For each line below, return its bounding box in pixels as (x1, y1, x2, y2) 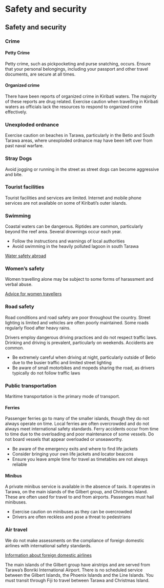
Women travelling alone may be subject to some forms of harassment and (5, 276, 154, 282)
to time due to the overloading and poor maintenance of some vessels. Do (5, 431, 154, 437)
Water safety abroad (5, 253, 46, 259)
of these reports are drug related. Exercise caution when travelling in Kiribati (5, 98, 159, 104)
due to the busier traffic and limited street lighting (12, 359, 112, 365)
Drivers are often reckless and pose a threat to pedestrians (12, 514, 131, 520)
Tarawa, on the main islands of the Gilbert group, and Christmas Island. (5, 489, 148, 495)
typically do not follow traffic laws (12, 370, 81, 376)
